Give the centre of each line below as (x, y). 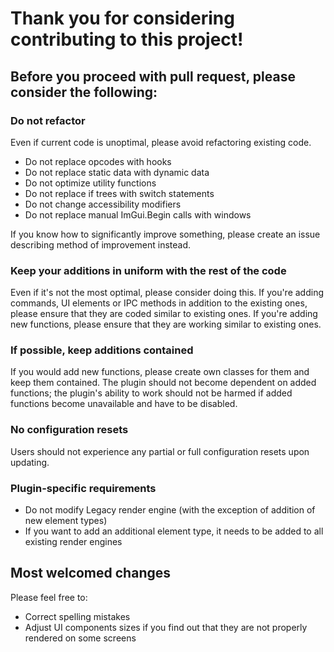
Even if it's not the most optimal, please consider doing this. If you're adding (167, 293)
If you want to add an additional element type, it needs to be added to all (174, 531)
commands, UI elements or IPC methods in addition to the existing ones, (159, 303)
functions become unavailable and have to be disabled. (124, 404)
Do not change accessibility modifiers (103, 204)
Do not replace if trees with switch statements (119, 193)
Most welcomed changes (90, 573)
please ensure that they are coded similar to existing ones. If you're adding (164, 314)
